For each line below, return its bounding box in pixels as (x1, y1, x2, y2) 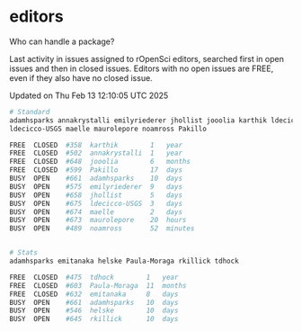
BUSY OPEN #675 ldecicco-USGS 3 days (9, 199, 182, 208)
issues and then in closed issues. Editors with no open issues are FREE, (9, 63, 274, 74)
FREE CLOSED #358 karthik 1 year (9, 140, 182, 149)
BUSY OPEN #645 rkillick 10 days (9, 315, 179, 324)
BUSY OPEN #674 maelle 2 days (9, 207, 182, 217)
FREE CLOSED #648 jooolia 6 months (9, 157, 191, 166)
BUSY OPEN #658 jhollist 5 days (9, 191, 182, 200)
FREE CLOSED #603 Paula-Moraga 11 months (9, 281, 187, 290)
